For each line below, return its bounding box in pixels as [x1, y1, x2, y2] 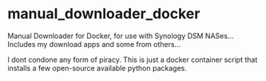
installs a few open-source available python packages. [7, 63, 187, 72]
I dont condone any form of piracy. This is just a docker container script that [7, 55, 258, 64]
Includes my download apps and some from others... [7, 39, 181, 48]
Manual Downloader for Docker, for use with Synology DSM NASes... [7, 31, 234, 40]
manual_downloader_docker [7, 5, 200, 23]
